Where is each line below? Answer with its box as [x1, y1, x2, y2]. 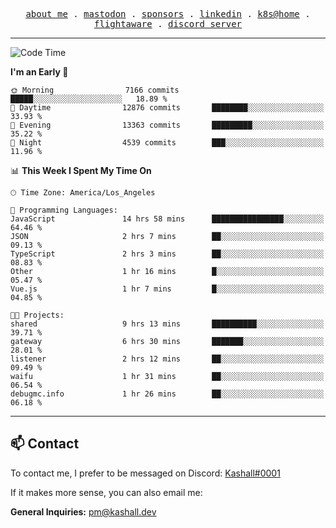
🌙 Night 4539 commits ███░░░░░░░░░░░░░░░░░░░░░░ [10, 138, 325, 148]
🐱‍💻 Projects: [10, 310, 65, 320]
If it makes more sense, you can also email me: [10, 486, 203, 498]
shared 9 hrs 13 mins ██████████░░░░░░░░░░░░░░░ [10, 319, 325, 329]
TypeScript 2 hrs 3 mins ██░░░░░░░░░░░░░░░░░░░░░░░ [10, 249, 325, 259]
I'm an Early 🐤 [10, 66, 69, 78]
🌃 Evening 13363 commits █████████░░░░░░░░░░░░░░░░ [10, 120, 325, 130]
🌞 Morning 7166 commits [10, 85, 180, 95]
